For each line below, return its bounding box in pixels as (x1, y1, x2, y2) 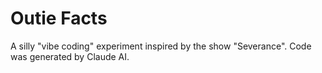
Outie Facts (10, 7, 108, 30)
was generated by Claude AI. (10, 50, 130, 62)
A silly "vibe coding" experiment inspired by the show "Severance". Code (10, 40, 312, 52)
